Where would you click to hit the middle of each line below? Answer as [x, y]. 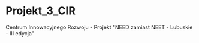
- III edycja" [20, 33]
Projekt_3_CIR [41, 11]
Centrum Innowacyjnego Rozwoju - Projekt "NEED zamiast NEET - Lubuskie [99, 27]
